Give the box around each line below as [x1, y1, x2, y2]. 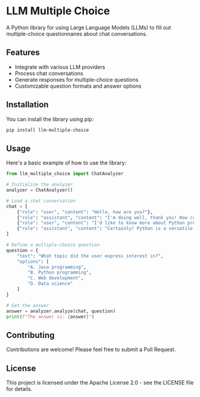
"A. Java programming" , [27, 264, 86, 270]
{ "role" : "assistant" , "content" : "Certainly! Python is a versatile [17, 225, 193, 232]
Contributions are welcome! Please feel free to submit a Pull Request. [6, 346, 176, 353]
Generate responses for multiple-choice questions [14, 76, 139, 83]
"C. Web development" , [27, 275, 84, 281]
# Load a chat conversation [6, 198, 76, 204]
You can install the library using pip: [6, 115, 94, 123]
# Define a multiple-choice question [6, 242, 100, 248]
